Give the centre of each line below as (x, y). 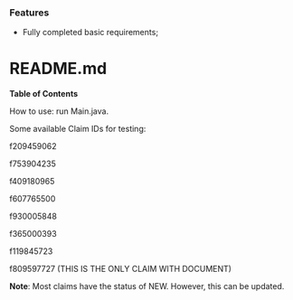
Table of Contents (44, 94)
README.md (58, 69)
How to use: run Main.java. (59, 111)
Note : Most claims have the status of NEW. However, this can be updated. (147, 286)
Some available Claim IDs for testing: (78, 129)
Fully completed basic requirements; (90, 33)
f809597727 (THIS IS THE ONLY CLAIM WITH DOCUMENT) (121, 269)
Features (29, 13)
